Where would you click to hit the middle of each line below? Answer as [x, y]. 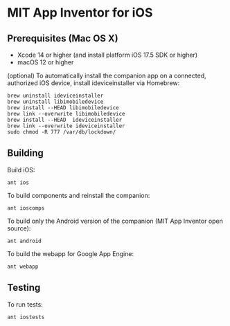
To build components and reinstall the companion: [79, 195]
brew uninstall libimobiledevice [55, 102]
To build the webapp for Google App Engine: [70, 253]
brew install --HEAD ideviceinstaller [65, 120]
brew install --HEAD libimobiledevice [63, 108]
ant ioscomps [26, 208]
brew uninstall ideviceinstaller [55, 96]
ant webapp [23, 266]
